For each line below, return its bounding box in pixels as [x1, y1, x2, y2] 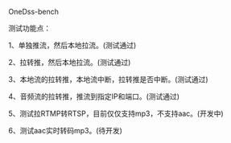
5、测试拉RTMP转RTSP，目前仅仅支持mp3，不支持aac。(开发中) [8, 108, 224, 118]
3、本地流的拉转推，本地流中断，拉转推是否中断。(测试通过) [8, 75, 208, 84]
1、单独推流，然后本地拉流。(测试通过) [8, 40, 137, 50]
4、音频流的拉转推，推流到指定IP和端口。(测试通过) [8, 92, 179, 101]
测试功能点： [8, 23, 51, 33]
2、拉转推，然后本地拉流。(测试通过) [8, 58, 131, 67]
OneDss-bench [8, 7, 59, 16]
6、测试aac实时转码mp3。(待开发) [8, 126, 123, 135]
